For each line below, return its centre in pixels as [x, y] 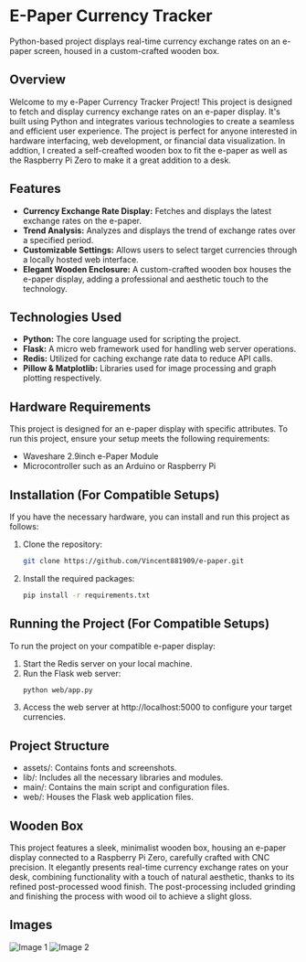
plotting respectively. [62, 378]
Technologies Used [65, 317]
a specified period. [58, 240]
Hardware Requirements [80, 406]
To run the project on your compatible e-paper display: [113, 646]
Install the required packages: [79, 578]
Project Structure [59, 746]
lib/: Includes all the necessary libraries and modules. [123, 777]
